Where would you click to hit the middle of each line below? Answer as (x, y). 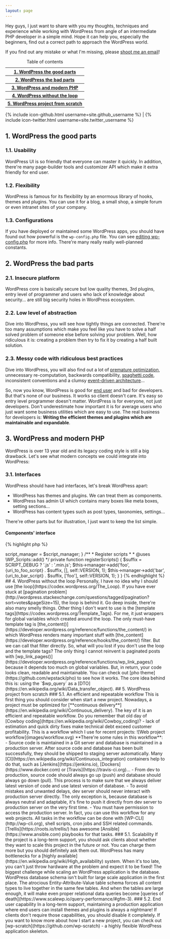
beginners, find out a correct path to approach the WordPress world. (77, 42)
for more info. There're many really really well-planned (86, 242)
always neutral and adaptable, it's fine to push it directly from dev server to (84, 802)
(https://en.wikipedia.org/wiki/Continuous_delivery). (60, 710)
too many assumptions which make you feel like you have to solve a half (81, 329)
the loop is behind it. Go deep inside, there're (109, 603)
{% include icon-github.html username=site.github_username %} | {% (78, 115)
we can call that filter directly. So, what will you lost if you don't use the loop (85, 646)
